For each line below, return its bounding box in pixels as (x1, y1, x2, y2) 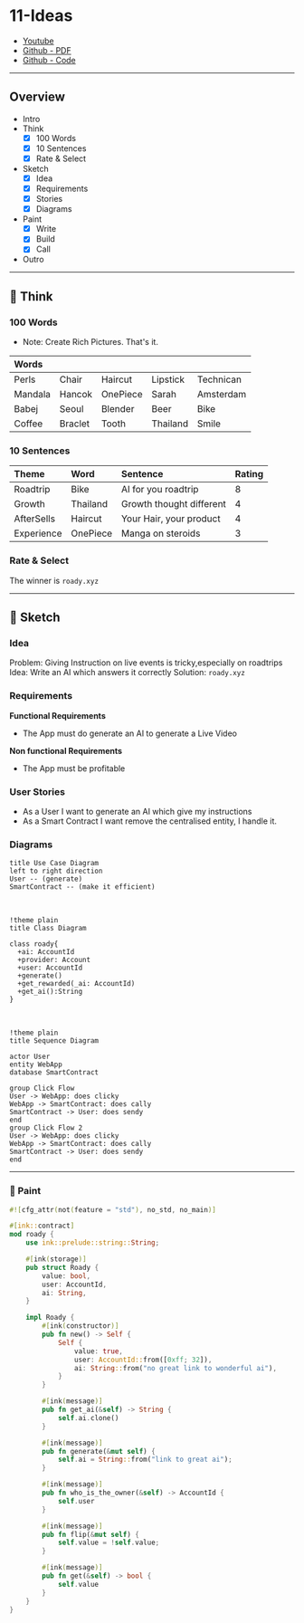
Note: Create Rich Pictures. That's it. (22, 337, 158, 348)
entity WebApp (9, 1060, 63, 1069)
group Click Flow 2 (9, 1123, 83, 1132)
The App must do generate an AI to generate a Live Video (22, 728, 238, 739)
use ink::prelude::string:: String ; (25, 1238, 160, 1247)
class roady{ (9, 940, 59, 949)
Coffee (14, 417, 43, 430)
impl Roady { (25, 1313, 75, 1322)
